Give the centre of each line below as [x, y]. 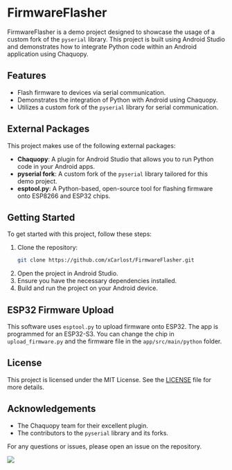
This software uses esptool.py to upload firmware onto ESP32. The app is [113, 327]
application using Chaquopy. [48, 54]
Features [27, 76]
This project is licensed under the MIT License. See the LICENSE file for [109, 379]
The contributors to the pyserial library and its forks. [92, 433]
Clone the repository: [47, 248]
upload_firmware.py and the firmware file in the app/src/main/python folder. [115, 341]
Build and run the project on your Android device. [87, 288]
